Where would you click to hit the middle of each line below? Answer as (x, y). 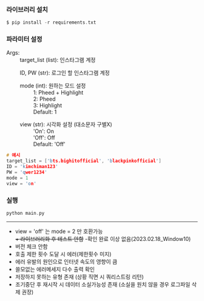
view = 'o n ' (21, 183)
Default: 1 (45, 112)
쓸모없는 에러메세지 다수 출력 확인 (55, 269)
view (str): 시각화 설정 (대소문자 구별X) (66, 124)
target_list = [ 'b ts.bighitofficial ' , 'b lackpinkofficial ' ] (84, 161)
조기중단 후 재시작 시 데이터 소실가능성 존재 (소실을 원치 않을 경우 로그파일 (103, 284)
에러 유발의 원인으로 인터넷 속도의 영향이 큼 (66, 262)
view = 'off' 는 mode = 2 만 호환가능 (59, 231)
